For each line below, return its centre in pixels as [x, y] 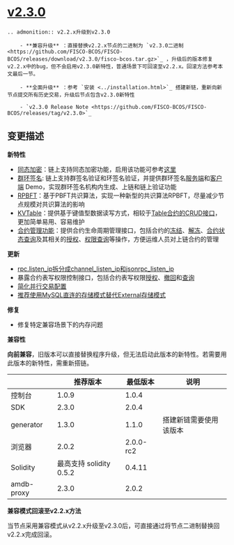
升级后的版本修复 [192, 59]
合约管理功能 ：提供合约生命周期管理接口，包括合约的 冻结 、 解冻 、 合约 [118, 230]
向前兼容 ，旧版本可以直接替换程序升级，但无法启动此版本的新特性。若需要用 [117, 354]
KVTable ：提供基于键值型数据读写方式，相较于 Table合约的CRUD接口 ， [119, 213]
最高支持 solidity [84, 463]
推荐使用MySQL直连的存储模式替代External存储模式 [91, 294]
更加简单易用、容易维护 [51, 221]
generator [27, 424]
